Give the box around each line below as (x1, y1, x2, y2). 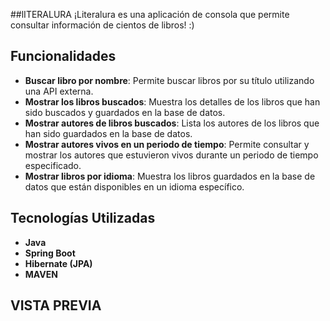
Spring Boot (24, 247, 76, 259)
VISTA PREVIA (10, 297, 102, 314)
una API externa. (24, 85, 94, 97)
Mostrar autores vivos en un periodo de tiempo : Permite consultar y (24, 138, 310, 150)
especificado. (24, 159, 82, 171)
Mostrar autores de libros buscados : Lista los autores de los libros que (24, 117, 320, 129)
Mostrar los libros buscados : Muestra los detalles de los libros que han (24, 95, 321, 108)
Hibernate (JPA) (24, 257, 93, 269)
